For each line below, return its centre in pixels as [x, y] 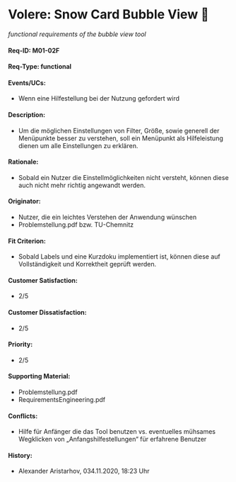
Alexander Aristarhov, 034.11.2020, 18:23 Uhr [84, 471]
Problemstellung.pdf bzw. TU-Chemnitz [76, 224]
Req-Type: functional [40, 67]
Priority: [20, 344]
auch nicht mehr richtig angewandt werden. [82, 185]
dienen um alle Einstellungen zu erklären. [78, 145]
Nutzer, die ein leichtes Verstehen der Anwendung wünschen [107, 217]
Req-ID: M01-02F [34, 50]
